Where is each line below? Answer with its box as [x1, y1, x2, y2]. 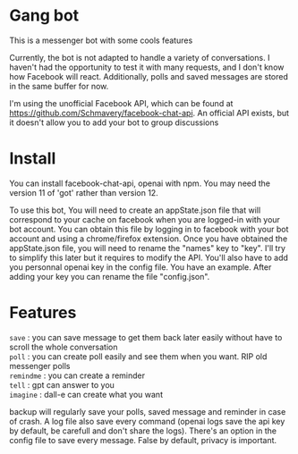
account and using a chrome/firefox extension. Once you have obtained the [9, 233, 288, 244]
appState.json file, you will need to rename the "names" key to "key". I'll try [9, 242, 286, 253]
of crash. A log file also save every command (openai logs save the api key [9, 416, 285, 426]
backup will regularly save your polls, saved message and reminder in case [9, 406, 286, 416]
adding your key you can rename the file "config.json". [9, 271, 210, 282]
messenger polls [9, 360, 71, 371]
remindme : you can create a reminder [9, 370, 146, 381]
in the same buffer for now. [9, 80, 109, 91]
